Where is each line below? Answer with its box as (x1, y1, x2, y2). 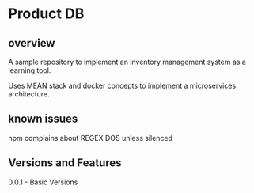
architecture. (8, 89, 50, 99)
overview (8, 36, 55, 50)
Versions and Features (8, 156, 122, 170)
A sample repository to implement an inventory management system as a (8, 57, 247, 66)
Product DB (8, 5, 85, 23)
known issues (8, 112, 78, 126)
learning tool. (8, 66, 51, 75)
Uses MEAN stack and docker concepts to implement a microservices (8, 81, 237, 90)
